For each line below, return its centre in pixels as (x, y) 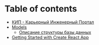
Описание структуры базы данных (55, 32)
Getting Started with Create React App (50, 37)
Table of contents (41, 9)
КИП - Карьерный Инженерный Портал (53, 22)
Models (19, 27)
